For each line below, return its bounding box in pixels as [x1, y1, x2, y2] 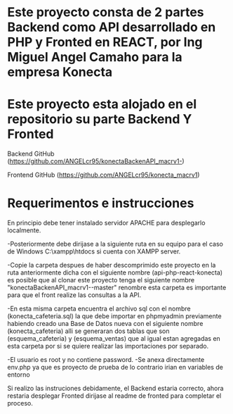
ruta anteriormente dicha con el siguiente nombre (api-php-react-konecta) [7, 268, 223, 277]
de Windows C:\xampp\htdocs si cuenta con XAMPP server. [7, 247, 181, 256]
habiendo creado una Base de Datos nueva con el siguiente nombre [7, 320, 204, 328]
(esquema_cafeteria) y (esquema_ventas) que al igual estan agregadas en [7, 334, 221, 343]
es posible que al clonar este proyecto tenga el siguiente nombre [7, 276, 195, 284]
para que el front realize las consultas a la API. [7, 291, 142, 299]
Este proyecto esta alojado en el [7, 96, 197, 113]
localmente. [7, 226, 41, 234]
